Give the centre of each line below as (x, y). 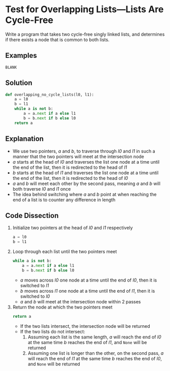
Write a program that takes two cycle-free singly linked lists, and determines (85, 34)
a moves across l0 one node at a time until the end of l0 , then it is (89, 280)
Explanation (25, 139)
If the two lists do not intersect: (53, 331)
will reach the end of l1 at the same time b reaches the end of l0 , (95, 358)
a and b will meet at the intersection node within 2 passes (80, 301)
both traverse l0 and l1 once (42, 189)
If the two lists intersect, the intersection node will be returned (85, 326)
